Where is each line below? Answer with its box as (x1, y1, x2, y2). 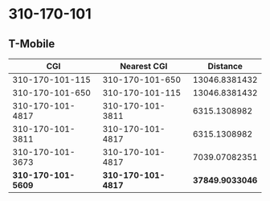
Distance (207, 61, 243, 72)
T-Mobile (8, 37, 55, 51)
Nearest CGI (120, 61, 168, 72)
